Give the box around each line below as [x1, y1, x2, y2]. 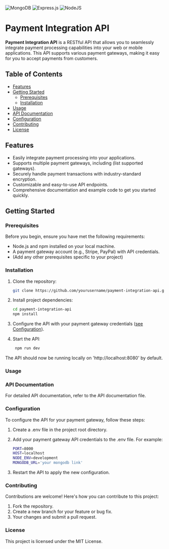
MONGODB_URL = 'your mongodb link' [12, 460, 83, 466]
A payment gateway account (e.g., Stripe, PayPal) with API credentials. [12, 248, 160, 255]
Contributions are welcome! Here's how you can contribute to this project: [5, 493, 159, 499]
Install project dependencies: [12, 297, 73, 303]
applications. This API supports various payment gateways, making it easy [5, 50, 160, 56]
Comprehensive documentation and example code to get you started [12, 187, 156, 193]
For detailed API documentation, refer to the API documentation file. [5, 393, 146, 399]
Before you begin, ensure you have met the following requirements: [5, 233, 145, 240]
